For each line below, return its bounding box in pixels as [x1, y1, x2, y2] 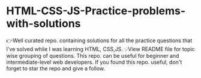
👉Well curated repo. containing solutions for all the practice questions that [6, 37, 193, 44]
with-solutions [6, 17, 81, 30]
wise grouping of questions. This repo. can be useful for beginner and [6, 52, 179, 59]
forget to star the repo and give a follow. [6, 64, 106, 72]
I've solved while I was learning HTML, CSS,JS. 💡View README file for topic [6, 45, 195, 52]
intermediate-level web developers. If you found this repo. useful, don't [6, 58, 182, 65]
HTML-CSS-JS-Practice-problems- [6, 4, 186, 18]
